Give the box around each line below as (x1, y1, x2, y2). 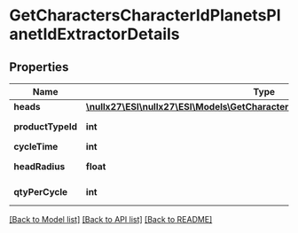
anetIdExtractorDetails (9, 24, 180, 44)
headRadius (13, 160, 66, 173)
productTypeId (13, 120, 78, 133)
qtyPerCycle (13, 186, 68, 198)
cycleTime (13, 141, 59, 152)
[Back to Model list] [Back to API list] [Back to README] (9, 214, 213, 224)
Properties (9, 59, 69, 74)
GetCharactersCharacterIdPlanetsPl (9, 5, 281, 26)
